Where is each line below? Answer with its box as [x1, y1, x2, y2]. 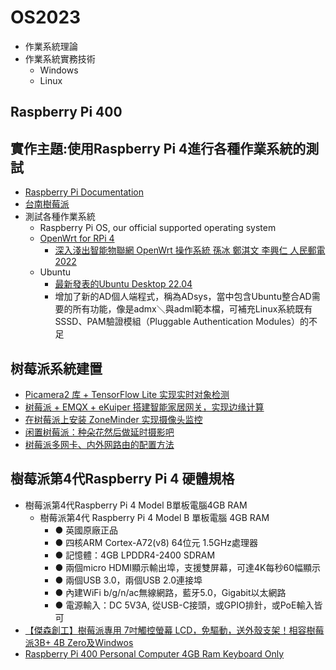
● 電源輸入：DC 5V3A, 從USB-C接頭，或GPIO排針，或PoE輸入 [54, 599, 315, 611]
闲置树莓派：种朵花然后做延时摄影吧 [24, 426, 175, 438]
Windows [39, 64, 79, 76]
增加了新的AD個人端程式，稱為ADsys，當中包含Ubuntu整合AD [54, 291, 312, 303]
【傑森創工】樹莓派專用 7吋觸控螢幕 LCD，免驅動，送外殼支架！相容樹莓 [24, 624, 325, 636]
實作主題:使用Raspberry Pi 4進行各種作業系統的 [10, 140, 307, 157]
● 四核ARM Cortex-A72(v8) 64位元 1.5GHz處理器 [54, 536, 258, 548]
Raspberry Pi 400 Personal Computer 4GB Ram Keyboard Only [24, 647, 285, 660]
